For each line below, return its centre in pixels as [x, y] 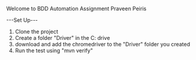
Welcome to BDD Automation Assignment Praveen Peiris [76, 9]
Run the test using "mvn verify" [54, 50]
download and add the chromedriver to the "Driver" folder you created [103, 44]
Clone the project [36, 31]
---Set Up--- [22, 20]
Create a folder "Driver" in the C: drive [62, 38]
